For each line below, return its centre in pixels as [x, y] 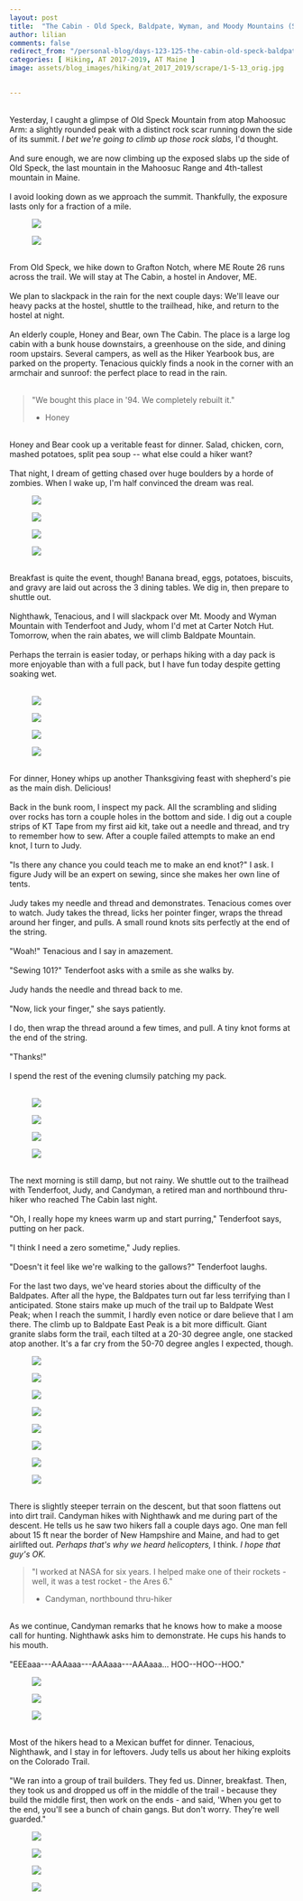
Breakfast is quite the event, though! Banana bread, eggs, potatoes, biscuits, [151, 577]
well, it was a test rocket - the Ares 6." [102, 1581]
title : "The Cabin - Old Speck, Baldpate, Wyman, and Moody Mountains [147, 26]
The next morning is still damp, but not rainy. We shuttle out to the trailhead [149, 1180]
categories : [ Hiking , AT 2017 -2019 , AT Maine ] [102, 60]
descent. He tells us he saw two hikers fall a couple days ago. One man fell [148, 1525]
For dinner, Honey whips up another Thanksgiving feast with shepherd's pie [150, 778]
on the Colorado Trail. [50, 1761]
